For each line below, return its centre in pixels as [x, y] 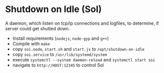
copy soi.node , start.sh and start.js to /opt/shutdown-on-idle [78, 49]
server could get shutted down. [38, 28]
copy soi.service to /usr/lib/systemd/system [60, 54]
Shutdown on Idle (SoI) [53, 9]
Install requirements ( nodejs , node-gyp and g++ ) [61, 38]
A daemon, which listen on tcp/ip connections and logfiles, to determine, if [82, 23]
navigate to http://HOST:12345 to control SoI [58, 65]
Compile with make [31, 43]
